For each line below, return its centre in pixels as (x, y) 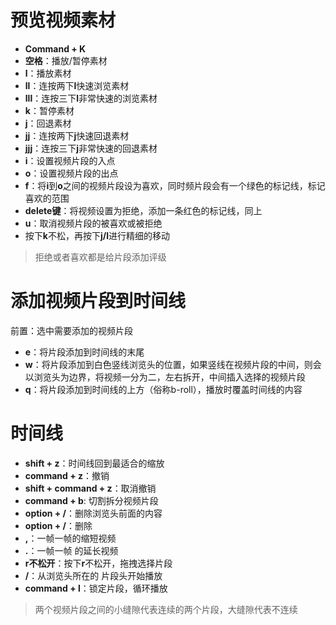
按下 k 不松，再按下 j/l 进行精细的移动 (97, 235)
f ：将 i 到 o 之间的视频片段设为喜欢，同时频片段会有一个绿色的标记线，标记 (175, 185)
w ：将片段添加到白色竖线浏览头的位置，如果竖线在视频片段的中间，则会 (173, 364)
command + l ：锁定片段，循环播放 (96, 588)
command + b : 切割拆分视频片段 (91, 500)
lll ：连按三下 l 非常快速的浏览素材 (91, 98)
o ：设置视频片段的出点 (71, 173)
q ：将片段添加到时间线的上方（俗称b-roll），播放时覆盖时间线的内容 (163, 389)
